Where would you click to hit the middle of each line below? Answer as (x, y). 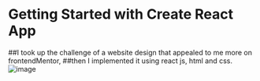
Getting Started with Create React (121, 14)
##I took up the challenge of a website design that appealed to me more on (130, 52)
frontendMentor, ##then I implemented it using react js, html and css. (120, 61)
